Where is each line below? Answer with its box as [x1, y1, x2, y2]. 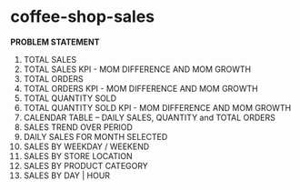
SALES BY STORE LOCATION [23, 150, 133, 161]
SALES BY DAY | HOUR [23, 170, 111, 181]
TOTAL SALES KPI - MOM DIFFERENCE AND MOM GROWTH [23, 64, 252, 75]
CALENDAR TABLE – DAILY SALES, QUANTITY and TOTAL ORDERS [23, 112, 275, 123]
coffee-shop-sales [10, 6, 155, 27]
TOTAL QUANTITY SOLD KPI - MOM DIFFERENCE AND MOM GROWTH [23, 102, 292, 113]
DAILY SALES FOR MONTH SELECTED [23, 131, 168, 142]
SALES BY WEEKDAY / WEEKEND [23, 141, 150, 152]
